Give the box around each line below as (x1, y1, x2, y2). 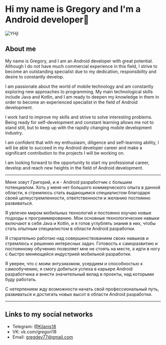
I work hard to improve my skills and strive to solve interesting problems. (5, 114, 153, 120)
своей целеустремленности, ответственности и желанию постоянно (5, 195, 151, 201)
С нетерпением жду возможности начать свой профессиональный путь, (5, 286, 159, 292)
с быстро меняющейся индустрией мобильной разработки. (5, 251, 132, 257)
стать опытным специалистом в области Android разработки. (5, 226, 136, 231)
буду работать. (5, 276, 37, 282)
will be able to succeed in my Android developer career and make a (5, 145, 142, 151)
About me (5, 45, 36, 53)
